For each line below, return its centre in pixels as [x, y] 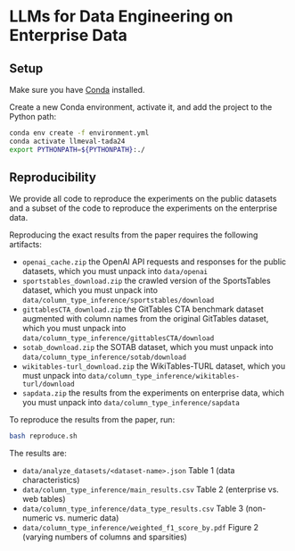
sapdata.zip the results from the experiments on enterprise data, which [153, 393]
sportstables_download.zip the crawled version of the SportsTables [146, 281]
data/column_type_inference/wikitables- [164, 377]
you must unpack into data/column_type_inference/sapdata [131, 403]
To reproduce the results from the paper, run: [92, 420]
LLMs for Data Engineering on [121, 17]
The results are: [38, 454]
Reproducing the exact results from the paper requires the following [134, 235]
